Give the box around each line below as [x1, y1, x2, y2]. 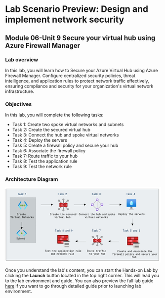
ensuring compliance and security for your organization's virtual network [5, 83, 154, 89]
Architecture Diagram [5, 176, 58, 183]
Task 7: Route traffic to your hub [12, 153, 78, 159]
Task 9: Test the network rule [12, 164, 72, 170]
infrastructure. [5, 88, 35, 94]
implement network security [5, 14, 124, 25]
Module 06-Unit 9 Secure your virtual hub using [5, 34, 156, 42]
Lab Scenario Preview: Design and [5, 3, 149, 15]
